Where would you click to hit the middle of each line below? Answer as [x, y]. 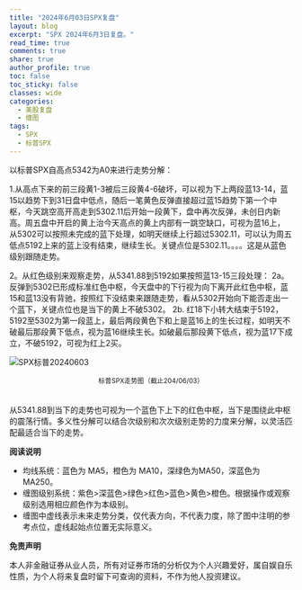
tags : [19, 127]
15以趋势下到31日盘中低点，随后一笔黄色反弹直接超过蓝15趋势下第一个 [139, 200]
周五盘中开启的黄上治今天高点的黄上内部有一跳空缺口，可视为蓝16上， [155, 222]
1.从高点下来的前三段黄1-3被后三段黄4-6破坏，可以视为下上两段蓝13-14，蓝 [149, 189]
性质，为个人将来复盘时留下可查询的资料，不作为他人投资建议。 [127, 576]
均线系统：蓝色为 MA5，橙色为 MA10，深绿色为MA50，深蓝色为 [141, 470]
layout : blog [34, 26]
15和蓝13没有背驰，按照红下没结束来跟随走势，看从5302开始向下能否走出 [145, 298]
